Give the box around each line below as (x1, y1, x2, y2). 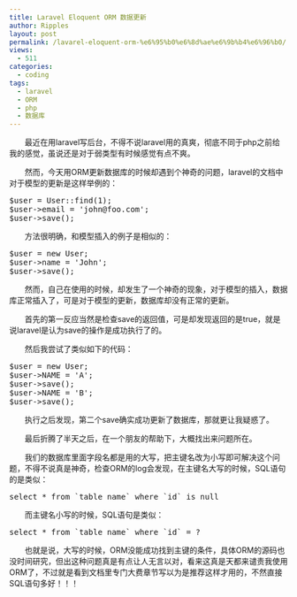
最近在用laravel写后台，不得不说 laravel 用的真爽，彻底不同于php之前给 (25, 137, 281, 148)
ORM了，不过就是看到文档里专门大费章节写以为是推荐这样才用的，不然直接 (9, 567, 283, 578)
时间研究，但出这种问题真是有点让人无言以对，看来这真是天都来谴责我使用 (16, 556, 288, 567)
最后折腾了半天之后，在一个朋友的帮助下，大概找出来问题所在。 (25, 433, 257, 444)
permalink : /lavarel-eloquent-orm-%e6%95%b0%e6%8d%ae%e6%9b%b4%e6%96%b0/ (9, 37, 287, 47)
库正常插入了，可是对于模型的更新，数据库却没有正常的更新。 (9, 295, 234, 306)
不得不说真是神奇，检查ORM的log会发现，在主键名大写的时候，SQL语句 (24, 463, 286, 474)
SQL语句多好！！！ (9, 578, 80, 589)
